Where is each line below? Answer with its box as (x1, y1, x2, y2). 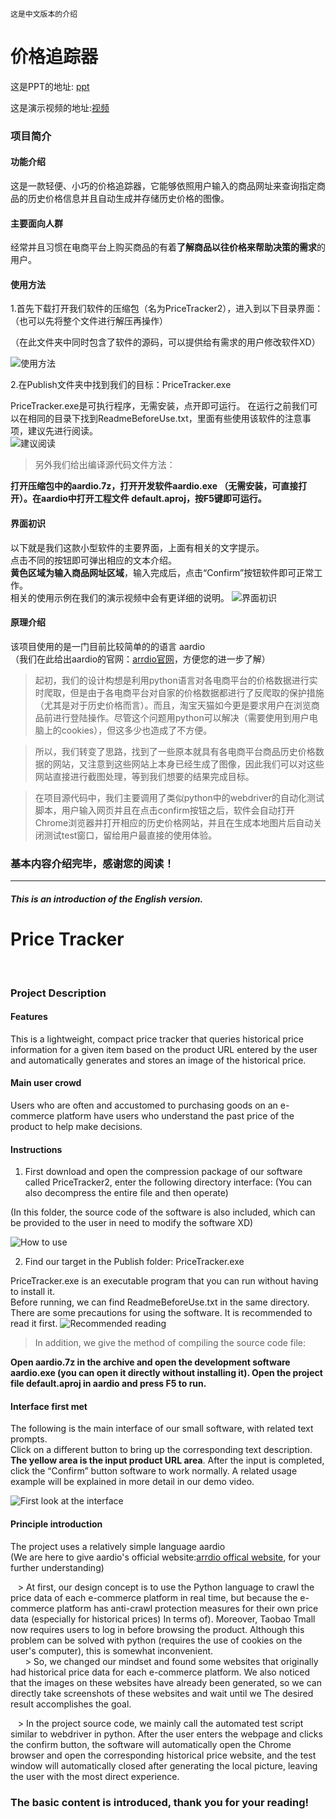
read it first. (10, 1318, 58, 1330)
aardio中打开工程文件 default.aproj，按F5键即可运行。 (40, 493, 267, 505)
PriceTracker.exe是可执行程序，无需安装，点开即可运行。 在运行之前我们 (10, 400, 310, 412)
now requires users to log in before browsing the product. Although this (10, 1623, 305, 1635)
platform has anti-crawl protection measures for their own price (56, 1602, 319, 1614)
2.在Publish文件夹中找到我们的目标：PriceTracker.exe (10, 379, 232, 391)
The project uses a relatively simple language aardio (10, 1540, 226, 1552)
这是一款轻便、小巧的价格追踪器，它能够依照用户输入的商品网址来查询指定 (10, 180, 317, 192)
